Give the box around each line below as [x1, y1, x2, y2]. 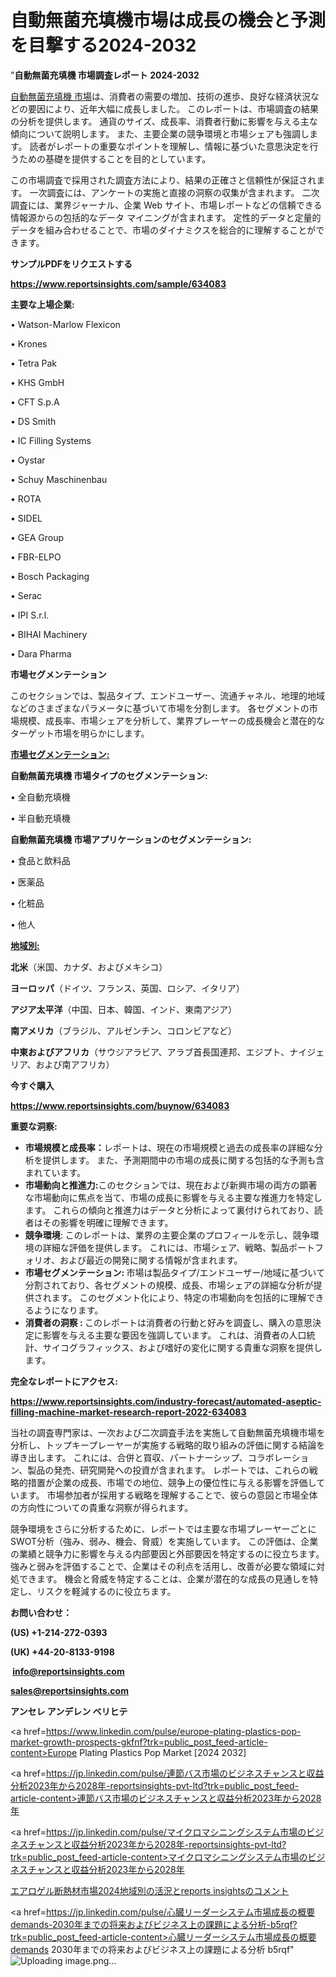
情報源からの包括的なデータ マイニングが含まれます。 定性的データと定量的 [10, 211, 322, 223]
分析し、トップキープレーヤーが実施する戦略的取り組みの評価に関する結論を [10, 1439, 326, 1451]
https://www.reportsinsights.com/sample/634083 [10, 277, 227, 290]
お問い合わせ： [10, 1606, 72, 1618]
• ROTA [10, 492, 42, 505]
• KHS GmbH [10, 376, 65, 388]
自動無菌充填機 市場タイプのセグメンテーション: [10, 769, 208, 781]
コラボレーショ [247, 1451, 310, 1463]
